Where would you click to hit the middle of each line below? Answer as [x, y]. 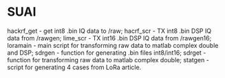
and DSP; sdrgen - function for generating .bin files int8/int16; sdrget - [107, 53]
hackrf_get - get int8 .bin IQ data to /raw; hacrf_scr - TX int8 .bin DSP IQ [109, 31]
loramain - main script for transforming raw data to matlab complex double [113, 45]
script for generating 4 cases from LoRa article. [74, 67]
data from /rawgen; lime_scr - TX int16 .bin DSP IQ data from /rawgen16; [109, 38]
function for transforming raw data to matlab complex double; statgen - [108, 60]
